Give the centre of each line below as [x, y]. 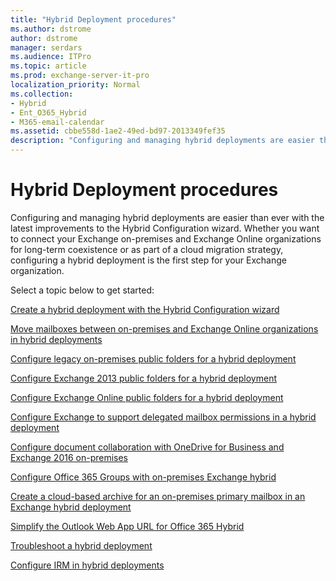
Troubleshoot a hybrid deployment [81, 545]
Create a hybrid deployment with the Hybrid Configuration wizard [145, 309]
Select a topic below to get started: [82, 290]
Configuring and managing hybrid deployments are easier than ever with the [167, 217]
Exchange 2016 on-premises [69, 457]
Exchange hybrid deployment [71, 507]
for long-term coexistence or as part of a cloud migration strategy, [147, 249]
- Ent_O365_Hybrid [48, 112]
